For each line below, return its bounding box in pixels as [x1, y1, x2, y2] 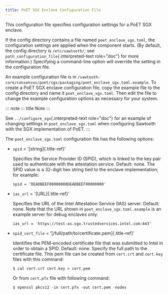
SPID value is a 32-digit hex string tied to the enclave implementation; [12, 166, 159, 172]
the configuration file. [5, 64, 50, 70]
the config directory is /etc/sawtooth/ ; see [5, 47, 95, 53]
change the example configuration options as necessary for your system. [5, 95, 158, 101]
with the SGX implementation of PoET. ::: [5, 126, 90, 132]
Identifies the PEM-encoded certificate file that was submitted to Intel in [12, 240, 163, 246]
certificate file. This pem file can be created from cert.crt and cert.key [12, 251, 163, 257]
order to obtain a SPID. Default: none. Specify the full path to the [12, 245, 147, 251]
